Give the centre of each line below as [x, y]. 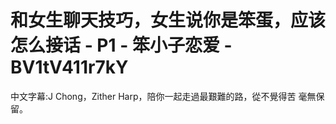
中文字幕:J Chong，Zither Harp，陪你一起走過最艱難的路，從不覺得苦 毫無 [163, 96]
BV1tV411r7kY [69, 67]
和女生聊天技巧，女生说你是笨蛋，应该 [168, 20]
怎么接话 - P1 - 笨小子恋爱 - [121, 45]
